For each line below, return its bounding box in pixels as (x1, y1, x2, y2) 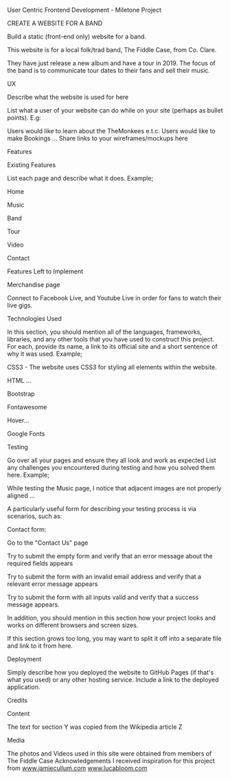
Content (7, 710, 30, 717)
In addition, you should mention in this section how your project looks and (7, 614, 216, 622)
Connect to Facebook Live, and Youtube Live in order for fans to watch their (7, 294, 222, 302)
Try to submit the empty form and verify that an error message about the (7, 552, 213, 560)
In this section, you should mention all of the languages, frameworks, (7, 328, 203, 336)
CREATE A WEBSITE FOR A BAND (7, 19, 103, 27)
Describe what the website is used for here (7, 93, 129, 101)
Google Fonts (7, 429, 45, 438)
